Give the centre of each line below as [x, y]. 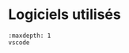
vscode [19, 42]
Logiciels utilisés [64, 15]
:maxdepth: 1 [30, 36]
